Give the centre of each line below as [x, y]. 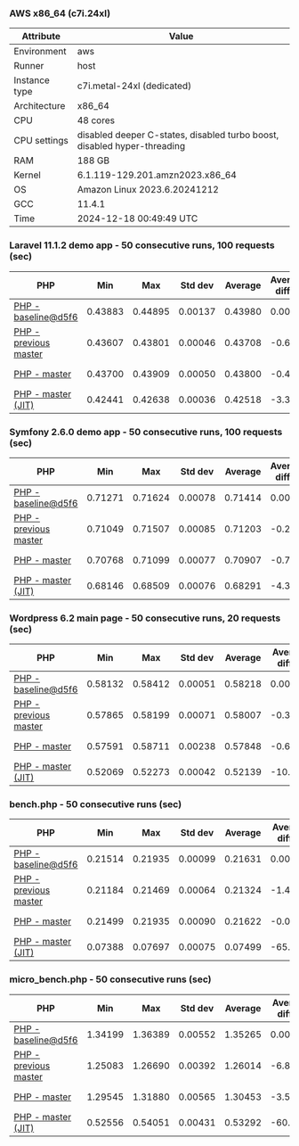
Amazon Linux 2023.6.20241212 [148, 190]
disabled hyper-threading [131, 146]
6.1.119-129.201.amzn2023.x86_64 [157, 175]
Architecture [40, 106]
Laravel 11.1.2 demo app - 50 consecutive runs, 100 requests [142, 245]
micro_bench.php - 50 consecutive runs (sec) [110, 979]
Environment [40, 52]
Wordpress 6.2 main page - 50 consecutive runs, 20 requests [145, 618]
